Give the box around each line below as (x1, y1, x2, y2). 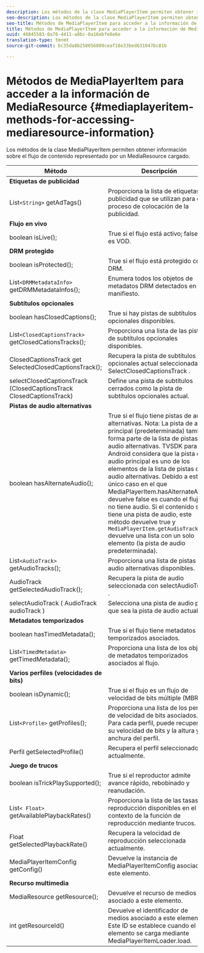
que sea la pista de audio (107, 606, 179, 615)
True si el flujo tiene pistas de (107, 411, 192, 419)
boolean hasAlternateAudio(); (9, 479, 93, 487)
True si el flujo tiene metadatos (107, 626, 196, 634)
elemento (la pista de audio (107, 538, 186, 547)
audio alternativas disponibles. (107, 564, 195, 572)
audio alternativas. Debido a (107, 472, 188, 480)
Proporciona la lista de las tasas (107, 796, 199, 804)
